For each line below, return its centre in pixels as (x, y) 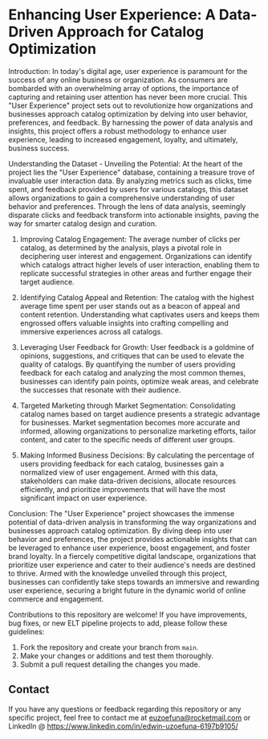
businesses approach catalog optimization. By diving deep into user (120, 530)
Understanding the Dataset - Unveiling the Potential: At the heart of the (126, 163)
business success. (39, 148)
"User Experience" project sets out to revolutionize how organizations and (131, 105)
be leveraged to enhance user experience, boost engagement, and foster (129, 548)
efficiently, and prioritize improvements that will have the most (123, 489)
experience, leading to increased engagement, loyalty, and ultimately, (123, 139)
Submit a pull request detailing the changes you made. (110, 664)
